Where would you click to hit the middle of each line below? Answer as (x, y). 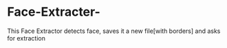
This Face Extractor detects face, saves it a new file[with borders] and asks (114, 31)
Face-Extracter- (54, 12)
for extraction (26, 38)
